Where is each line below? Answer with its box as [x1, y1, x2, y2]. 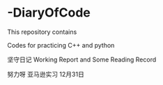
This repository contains [7, 28, 77, 36]
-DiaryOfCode [7, 5, 91, 21]
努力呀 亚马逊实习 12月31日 [7, 70, 85, 78]
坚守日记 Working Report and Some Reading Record [7, 55, 157, 64]
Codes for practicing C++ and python [7, 41, 115, 49]
